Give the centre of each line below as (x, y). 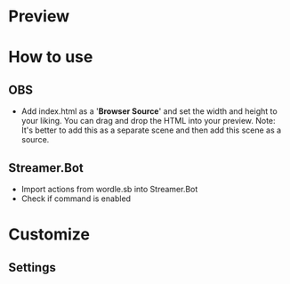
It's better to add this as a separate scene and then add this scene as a (151, 130)
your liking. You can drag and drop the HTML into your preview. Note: (149, 121)
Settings (32, 268)
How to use (51, 57)
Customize (49, 235)
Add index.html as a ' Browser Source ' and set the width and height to (149, 111)
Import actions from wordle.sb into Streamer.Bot (109, 189)
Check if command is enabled (76, 199)
